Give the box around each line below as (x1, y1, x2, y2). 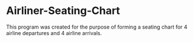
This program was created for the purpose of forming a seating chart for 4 (6, 23, 188, 30)
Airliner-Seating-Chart (6, 4, 120, 17)
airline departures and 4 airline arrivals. (6, 29, 102, 36)
